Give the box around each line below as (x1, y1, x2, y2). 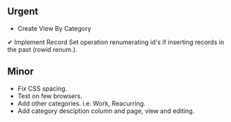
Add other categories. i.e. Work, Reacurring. (17, 99, 146, 107)
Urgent (7, 6, 39, 18)
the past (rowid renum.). (7, 45, 77, 53)
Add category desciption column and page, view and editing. (17, 107, 195, 115)
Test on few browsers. (17, 91, 82, 100)
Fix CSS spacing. (17, 84, 68, 93)
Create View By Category (17, 24, 92, 32)
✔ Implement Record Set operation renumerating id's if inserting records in (7, 38, 225, 46)
